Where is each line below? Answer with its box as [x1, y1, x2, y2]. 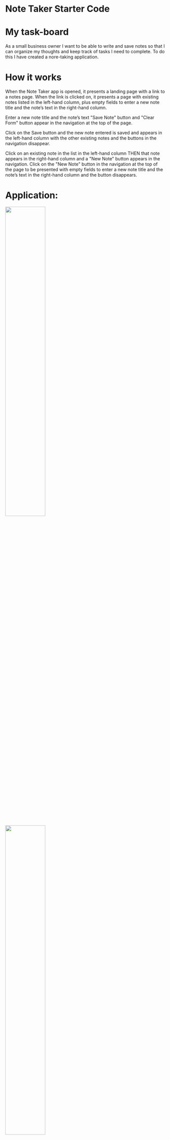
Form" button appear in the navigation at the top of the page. [5, 120, 133, 126]
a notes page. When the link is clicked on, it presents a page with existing [5, 94, 159, 100]
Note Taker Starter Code [5, 3, 110, 15]
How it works [5, 72, 62, 83]
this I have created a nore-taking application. [5, 54, 99, 60]
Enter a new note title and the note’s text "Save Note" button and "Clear [5, 115, 155, 121]
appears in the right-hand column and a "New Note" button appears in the [5, 156, 160, 162]
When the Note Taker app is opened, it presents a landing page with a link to [5, 88, 165, 94]
